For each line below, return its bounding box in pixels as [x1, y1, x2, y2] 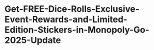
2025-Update [4, 35, 61, 46]
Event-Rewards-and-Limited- [4, 14, 128, 25]
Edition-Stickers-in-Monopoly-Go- [4, 25, 150, 35]
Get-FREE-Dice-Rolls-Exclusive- [4, 3, 140, 15]
